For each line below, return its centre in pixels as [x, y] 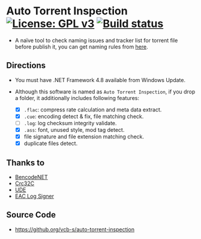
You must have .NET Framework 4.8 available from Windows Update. [100, 80]
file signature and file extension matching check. [84, 137]
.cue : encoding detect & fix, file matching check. [84, 116]
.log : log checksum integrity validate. [70, 123]
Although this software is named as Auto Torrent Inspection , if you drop [105, 92]
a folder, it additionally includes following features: [77, 98]
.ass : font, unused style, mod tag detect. [74, 129]
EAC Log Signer [34, 196]
